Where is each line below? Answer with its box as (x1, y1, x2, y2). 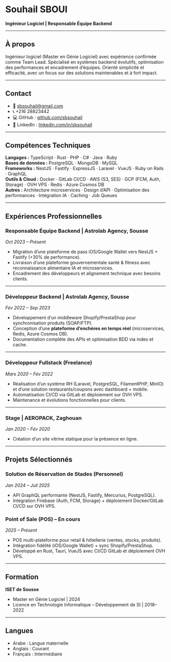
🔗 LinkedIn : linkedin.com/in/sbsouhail (12, 121, 93, 128)
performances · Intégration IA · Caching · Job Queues (5, 192, 118, 199)
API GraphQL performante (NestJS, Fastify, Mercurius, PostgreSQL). (12, 492, 156, 498)
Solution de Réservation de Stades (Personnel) (5, 471, 124, 478)
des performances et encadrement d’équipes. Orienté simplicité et (5, 64, 145, 70)
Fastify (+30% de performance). (12, 254, 81, 260)
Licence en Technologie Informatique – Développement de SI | (12, 601, 144, 608)
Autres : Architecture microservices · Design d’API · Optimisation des (5, 187, 150, 193)
